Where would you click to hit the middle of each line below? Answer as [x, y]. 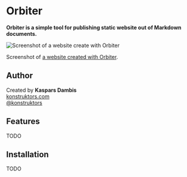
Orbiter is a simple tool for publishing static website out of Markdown [94, 27]
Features [23, 121]
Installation [27, 154]
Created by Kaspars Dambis [42, 90]
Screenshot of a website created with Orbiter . [62, 57]
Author [19, 76]
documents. [22, 33]
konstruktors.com [28, 96]
